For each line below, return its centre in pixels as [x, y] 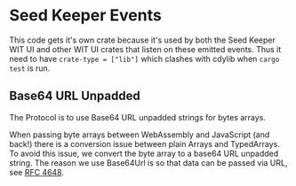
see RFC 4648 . [37, 172]
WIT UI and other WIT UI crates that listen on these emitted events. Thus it [145, 49]
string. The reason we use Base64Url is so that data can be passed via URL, [148, 163]
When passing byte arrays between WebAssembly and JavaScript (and [140, 135]
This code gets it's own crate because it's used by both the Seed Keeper [142, 40]
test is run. [30, 68]
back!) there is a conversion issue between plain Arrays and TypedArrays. [144, 143]
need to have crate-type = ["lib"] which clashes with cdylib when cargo [144, 58]
